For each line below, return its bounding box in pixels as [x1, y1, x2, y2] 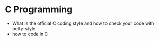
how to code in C [12, 31, 48, 37]
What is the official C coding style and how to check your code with [12, 20, 154, 26]
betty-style [12, 25, 36, 31]
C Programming [5, 4, 73, 15]
